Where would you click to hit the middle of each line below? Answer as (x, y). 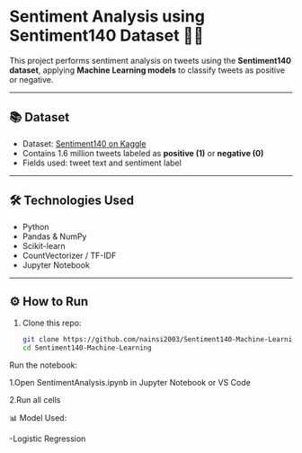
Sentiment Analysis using (107, 17)
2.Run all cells (35, 400)
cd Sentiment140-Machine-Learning (87, 348)
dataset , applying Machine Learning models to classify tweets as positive (147, 70)
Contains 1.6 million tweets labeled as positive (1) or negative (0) (143, 153)
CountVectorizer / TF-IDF (69, 255)
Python (36, 226)
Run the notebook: (44, 365)
